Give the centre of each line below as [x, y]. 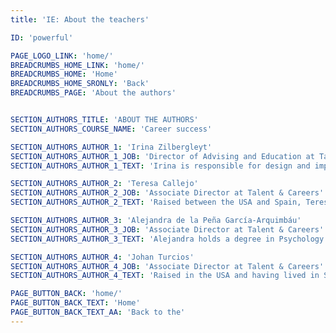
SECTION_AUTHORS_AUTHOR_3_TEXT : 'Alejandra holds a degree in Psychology [167, 239]
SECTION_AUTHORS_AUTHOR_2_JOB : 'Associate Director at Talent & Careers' [167, 193]
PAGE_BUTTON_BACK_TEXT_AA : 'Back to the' [98, 312]
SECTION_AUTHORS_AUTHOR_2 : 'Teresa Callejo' [104, 184]
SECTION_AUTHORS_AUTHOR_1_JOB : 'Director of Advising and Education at [162, 156]
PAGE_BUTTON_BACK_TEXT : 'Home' [75, 303]
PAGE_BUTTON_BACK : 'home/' [66, 294]
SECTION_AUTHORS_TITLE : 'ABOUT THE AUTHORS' [104, 120]
